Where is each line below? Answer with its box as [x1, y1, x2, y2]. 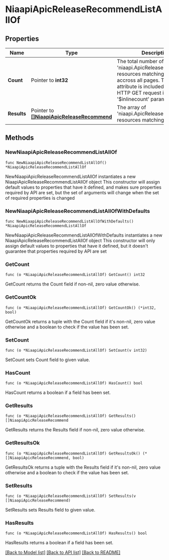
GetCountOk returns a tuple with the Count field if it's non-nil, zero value [5, 318, 156, 324]
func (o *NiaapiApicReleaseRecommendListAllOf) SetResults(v [5, 493, 136, 499]
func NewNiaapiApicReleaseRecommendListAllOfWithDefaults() [5, 218, 134, 224]
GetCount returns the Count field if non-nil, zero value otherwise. [5, 281, 140, 287]
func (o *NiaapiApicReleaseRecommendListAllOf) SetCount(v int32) [5, 348, 147, 353]
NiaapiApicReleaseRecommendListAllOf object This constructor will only [5, 237, 155, 243]
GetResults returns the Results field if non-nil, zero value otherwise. [5, 427, 145, 433]
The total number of [117, 58, 164, 65]
